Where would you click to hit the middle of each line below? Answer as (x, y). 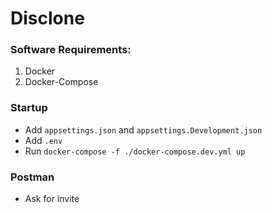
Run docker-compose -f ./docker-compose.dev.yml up (135, 151)
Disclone (47, 18)
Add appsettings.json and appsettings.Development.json (143, 129)
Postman (32, 177)
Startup (29, 108)
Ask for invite (52, 199)
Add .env (43, 140)
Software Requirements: (71, 50)
